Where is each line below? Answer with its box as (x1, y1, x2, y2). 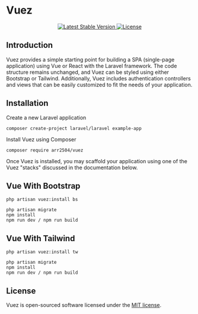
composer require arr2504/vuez (6, 147, 84, 153)
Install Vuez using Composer (6, 135, 76, 143)
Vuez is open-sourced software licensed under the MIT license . (6, 302, 162, 308)
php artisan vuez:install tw (6, 249, 78, 255)
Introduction (6, 40, 53, 50)
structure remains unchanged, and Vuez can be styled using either (6, 69, 170, 76)
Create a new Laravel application (6, 114, 87, 121)
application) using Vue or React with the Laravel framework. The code (6, 62, 177, 69)
